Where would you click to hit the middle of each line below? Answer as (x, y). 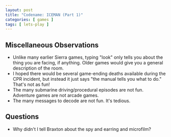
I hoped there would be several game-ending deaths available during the (89, 74)
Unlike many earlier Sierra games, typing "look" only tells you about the (88, 57)
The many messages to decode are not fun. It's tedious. (71, 101)
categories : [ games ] (29, 19)
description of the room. (38, 68)
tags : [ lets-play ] (27, 24)
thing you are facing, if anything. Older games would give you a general (88, 63)
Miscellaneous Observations (52, 45)
